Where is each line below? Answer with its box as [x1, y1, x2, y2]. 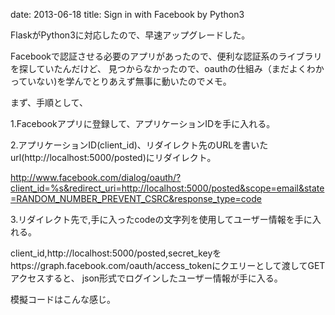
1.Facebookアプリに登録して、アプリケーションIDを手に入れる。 [10, 118, 276, 129]
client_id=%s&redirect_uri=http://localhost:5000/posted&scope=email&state [10, 182, 325, 194]
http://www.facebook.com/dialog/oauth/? [10, 172, 182, 183]
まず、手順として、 [10, 97, 88, 108]
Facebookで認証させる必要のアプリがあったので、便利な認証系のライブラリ [10, 50, 323, 62]
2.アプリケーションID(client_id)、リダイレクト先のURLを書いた [10, 139, 269, 151]
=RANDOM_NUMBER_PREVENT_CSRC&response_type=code [10, 193, 262, 204]
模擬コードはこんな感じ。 [10, 294, 116, 305]
